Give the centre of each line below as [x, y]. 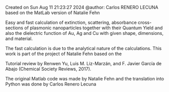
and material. [19, 38]
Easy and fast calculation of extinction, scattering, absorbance [71, 22]
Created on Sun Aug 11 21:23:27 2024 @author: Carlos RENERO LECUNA [82, 7]
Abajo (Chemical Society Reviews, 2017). [49, 69]
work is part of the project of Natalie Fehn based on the [64, 54]
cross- [144, 22]
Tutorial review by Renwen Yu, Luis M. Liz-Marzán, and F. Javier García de [83, 63]
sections [14, 28]
